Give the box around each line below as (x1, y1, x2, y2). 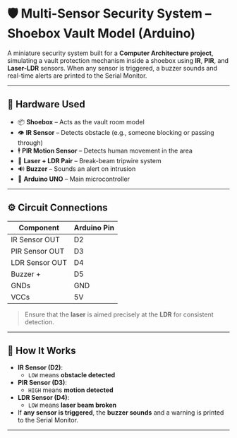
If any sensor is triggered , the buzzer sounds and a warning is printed (17, 408, 224, 417)
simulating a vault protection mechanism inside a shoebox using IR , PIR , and (7, 56, 229, 64)
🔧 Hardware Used (7, 98, 86, 110)
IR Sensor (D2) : (17, 363, 63, 372)
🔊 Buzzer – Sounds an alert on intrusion (17, 164, 136, 173)
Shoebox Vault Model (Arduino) (7, 25, 196, 42)
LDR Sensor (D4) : (17, 393, 70, 402)
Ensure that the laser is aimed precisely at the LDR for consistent (24, 310, 214, 319)
